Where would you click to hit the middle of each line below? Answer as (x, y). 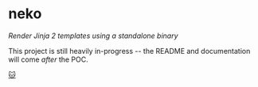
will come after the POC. (49, 59)
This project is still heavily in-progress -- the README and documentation (129, 51)
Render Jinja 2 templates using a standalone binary (93, 36)
